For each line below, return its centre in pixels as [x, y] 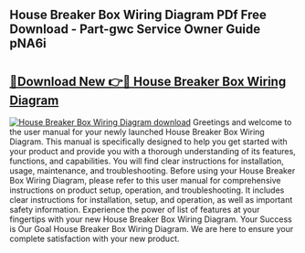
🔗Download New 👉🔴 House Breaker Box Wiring [148, 81]
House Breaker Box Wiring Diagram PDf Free [138, 15]
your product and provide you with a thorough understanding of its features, [153, 151]
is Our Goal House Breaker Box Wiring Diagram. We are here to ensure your [152, 229]
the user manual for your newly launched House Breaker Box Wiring [137, 132]
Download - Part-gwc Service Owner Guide [135, 30]
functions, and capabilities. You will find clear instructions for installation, [147, 161]
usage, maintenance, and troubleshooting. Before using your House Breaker [152, 171]
